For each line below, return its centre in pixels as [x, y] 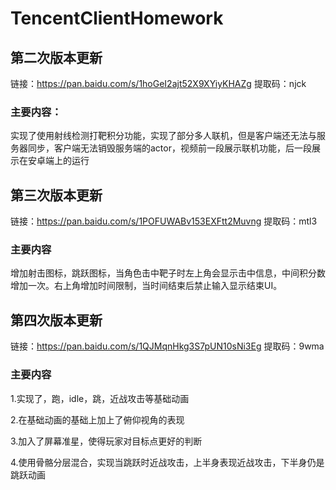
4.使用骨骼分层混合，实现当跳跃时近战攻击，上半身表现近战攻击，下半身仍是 [167, 462]
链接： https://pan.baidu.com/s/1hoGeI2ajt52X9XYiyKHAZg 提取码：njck [158, 83]
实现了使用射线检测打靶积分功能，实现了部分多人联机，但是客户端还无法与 [163, 136]
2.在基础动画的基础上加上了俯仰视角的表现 [97, 419]
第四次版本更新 [56, 320]
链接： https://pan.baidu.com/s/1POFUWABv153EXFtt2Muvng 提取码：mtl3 [164, 221]
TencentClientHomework [117, 18]
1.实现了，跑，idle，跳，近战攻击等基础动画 [100, 398]
